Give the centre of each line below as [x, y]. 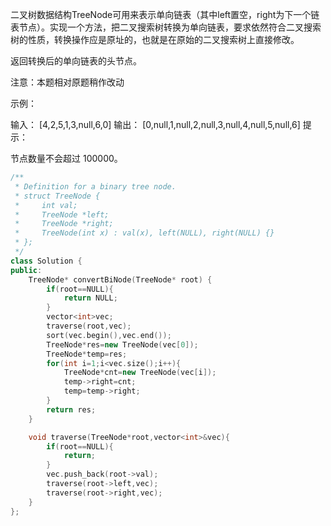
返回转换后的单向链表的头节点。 [76, 61]
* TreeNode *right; [64, 224]
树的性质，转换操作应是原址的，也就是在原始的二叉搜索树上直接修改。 [155, 39]
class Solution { [46, 261]
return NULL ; [90, 298]
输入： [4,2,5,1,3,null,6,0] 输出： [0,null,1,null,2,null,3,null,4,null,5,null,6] [155, 124]
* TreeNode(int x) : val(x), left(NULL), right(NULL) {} [144, 233]
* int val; [46, 205]
